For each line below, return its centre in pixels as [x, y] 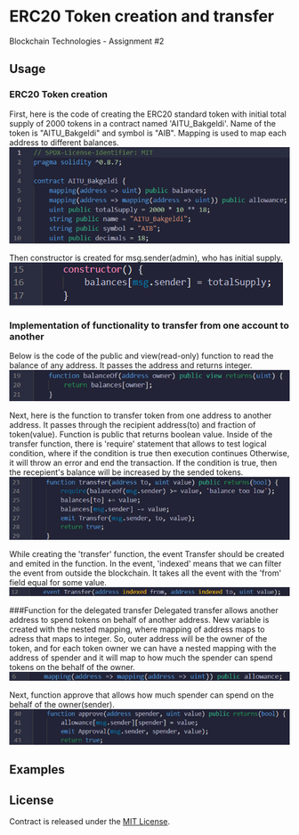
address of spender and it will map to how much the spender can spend [141, 658]
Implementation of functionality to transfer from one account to [149, 325]
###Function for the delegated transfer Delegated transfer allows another [144, 610]
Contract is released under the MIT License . [90, 822]
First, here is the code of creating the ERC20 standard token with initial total [148, 114]
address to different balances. [64, 142]
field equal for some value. [58, 583]
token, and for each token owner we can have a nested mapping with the [143, 649]
